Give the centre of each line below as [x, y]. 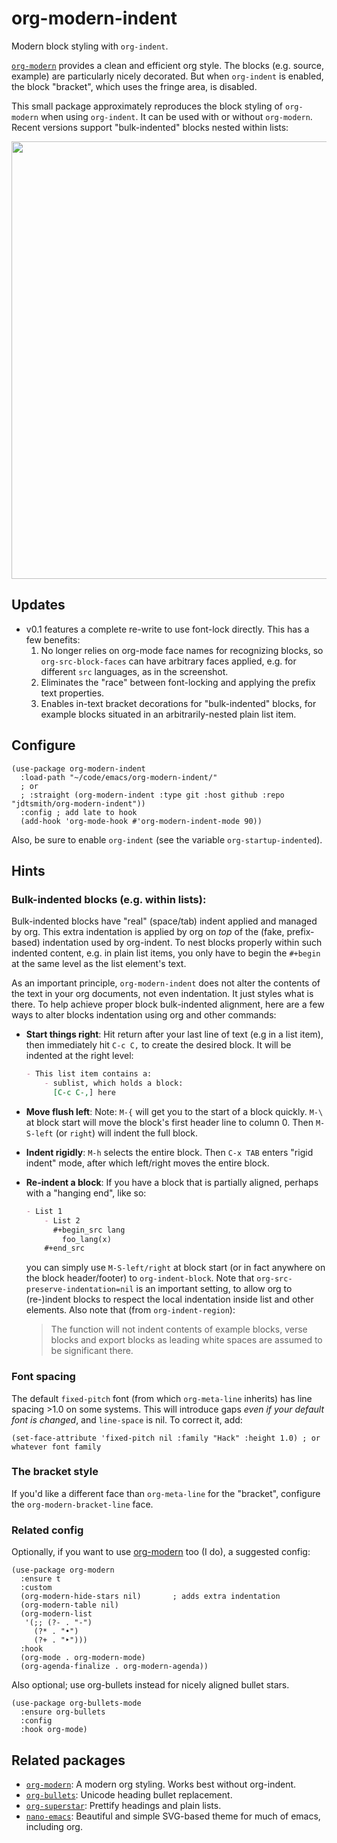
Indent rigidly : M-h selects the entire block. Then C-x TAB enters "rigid [169, 1152]
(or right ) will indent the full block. [127, 1133]
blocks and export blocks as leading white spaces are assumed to [186, 1340]
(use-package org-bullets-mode [76, 1703]
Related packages [68, 1760]
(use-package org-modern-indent [78, 768]
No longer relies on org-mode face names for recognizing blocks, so [182, 650]
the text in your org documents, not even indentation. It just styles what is [162, 994]
